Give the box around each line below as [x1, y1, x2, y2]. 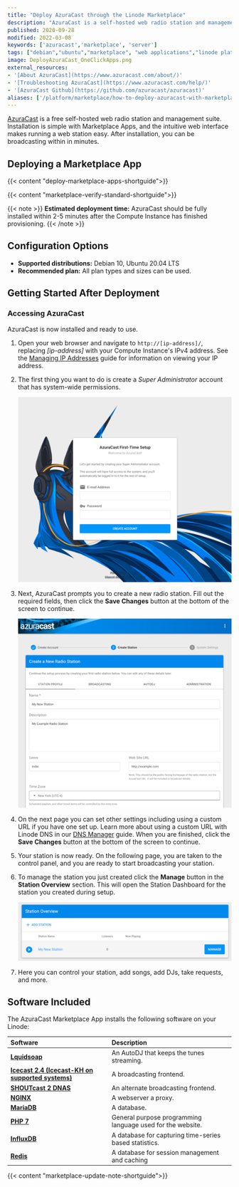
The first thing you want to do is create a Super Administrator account [17, 375, 223, 384]
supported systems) [10, 1074, 73, 1082]
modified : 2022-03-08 [7, 34, 72, 41]
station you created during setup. [17, 888, 116, 896]
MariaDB [10, 1104, 37, 1112]
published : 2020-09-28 [7, 26, 75, 33]
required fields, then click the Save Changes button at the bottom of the [17, 597, 230, 605]
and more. [17, 976, 48, 984]
